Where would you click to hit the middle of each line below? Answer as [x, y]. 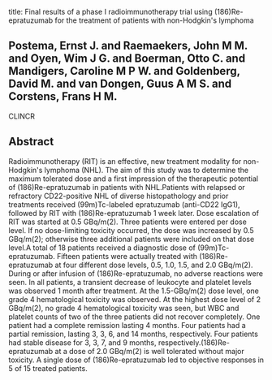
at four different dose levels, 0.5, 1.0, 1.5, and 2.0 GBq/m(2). [154, 265]
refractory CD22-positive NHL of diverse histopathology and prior [119, 196]
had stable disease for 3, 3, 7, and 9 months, [82, 342]
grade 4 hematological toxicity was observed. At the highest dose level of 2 [135, 299]
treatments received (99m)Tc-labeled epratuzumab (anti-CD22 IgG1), [125, 204]
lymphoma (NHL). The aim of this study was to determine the [147, 170]
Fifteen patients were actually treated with [127, 256]
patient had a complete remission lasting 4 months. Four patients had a [127, 325]
